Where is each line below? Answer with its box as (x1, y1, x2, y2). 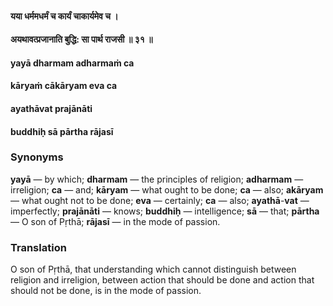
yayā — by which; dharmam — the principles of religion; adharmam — (10, 173, 304, 185)
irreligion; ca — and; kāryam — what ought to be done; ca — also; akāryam (10, 183, 324, 196)
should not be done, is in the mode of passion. (10, 285, 202, 297)
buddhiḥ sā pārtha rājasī (10, 125, 114, 137)
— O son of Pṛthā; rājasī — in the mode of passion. (10, 215, 221, 227)
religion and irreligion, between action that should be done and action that (10, 274, 315, 286)
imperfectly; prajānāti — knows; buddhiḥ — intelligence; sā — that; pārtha (10, 205, 320, 217)
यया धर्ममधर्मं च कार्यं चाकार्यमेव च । (10, 10, 119, 22)
